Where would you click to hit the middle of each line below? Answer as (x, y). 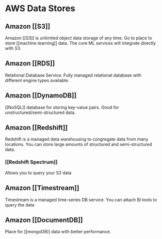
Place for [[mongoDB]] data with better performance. (58, 232)
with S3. (13, 48)
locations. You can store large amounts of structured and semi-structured (79, 144)
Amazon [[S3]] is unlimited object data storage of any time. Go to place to (79, 38)
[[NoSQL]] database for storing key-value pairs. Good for (62, 107)
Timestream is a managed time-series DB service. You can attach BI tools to (81, 200)
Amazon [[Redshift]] (36, 128)
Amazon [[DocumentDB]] (44, 220)
